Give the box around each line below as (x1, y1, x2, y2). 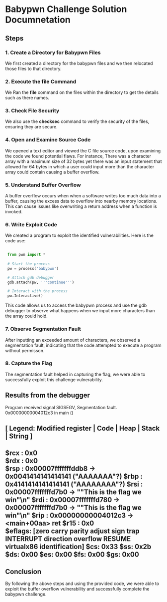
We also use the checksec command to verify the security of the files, (5, 118, 150, 124)
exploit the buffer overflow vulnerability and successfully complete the (5, 586, 150, 592)
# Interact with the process (7, 289, 68, 294)
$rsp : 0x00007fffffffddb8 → (5, 465, 96, 473)
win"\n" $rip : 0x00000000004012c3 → (5, 511, 134, 520)
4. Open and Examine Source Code (5, 136, 91, 143)
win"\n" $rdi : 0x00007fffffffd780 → (5, 496, 120, 504)
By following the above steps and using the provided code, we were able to (5, 581, 160, 587)
